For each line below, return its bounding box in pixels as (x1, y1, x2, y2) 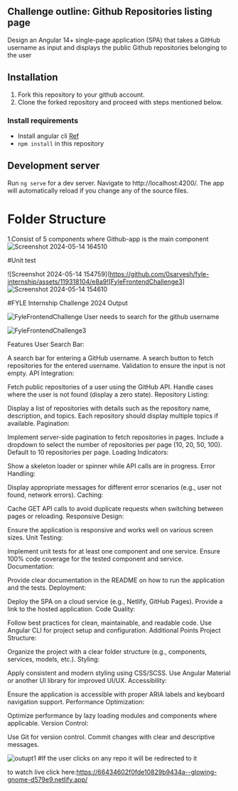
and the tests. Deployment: (7, 583, 87, 592)
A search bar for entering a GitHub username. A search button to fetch (7, 353, 214, 362)
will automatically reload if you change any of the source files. (7, 186, 189, 195)
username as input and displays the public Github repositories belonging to (7, 43, 227, 52)
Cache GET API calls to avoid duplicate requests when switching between (7, 504, 224, 512)
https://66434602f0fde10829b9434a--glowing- (76, 768, 217, 776)
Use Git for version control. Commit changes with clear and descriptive (7, 732, 215, 741)
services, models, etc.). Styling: (7, 655, 100, 663)
